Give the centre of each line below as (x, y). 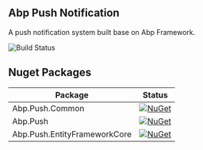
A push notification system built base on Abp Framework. (102, 32)
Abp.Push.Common (48, 108)
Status (155, 94)
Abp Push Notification (64, 13)
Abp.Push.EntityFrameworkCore (72, 134)
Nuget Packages (50, 73)
